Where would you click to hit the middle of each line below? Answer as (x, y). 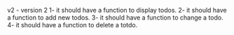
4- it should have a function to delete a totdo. (73, 25)
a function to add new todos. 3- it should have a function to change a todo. (115, 17)
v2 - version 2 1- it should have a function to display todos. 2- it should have (117, 10)
